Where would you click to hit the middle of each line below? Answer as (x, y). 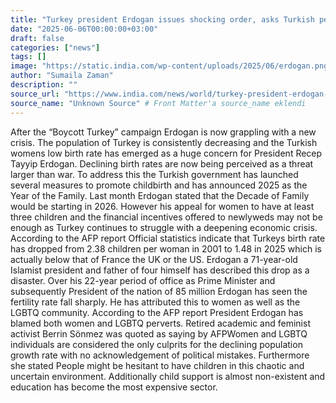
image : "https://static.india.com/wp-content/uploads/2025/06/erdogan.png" (171, 66)
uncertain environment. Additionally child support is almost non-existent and (168, 376)
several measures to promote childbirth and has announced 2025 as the (159, 185)
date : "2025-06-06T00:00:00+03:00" (84, 29)
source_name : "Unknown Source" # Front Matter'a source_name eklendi (158, 103)
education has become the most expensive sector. (114, 387)
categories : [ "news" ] (55, 47)
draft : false (37, 38)
